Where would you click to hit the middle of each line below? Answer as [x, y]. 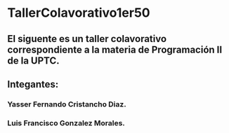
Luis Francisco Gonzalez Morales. [66, 122]
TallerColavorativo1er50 [79, 13]
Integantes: [33, 84]
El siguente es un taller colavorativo [87, 39]
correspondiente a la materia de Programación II [115, 49]
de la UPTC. [33, 61]
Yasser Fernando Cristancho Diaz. [67, 104]
